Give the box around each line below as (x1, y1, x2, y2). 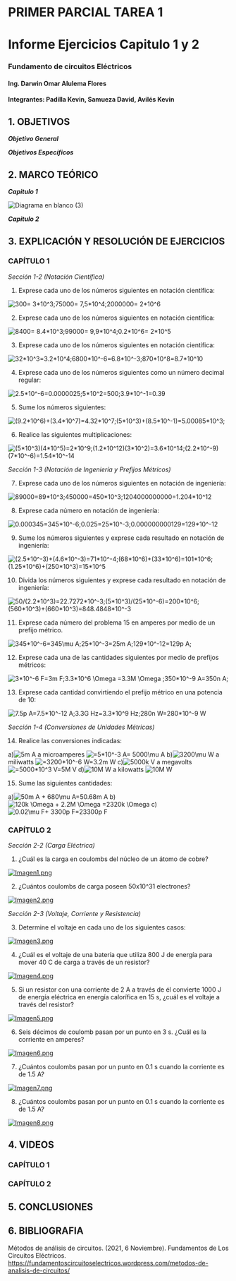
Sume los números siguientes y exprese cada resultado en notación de (18, 534, 225, 542)
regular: (18, 375, 42, 384)
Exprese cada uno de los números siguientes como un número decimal (18, 368, 225, 376)
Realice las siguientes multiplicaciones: (18, 430, 132, 438)
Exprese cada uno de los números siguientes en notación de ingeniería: (18, 479, 226, 487)
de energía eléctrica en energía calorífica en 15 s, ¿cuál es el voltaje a (18, 993, 221, 1002)
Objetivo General (8, 135, 59, 143)
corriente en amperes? (18, 1035, 85, 1044)
